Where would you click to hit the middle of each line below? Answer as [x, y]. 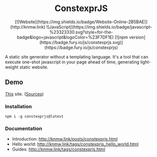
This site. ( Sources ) [24, 94]
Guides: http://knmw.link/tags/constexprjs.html [58, 149]
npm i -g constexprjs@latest [34, 116]
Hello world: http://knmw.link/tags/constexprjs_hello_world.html [75, 144]
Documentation [24, 128]
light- [146, 62]
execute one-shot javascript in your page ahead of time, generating [72, 62]
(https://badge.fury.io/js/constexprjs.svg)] [81, 42]
